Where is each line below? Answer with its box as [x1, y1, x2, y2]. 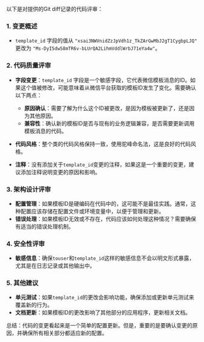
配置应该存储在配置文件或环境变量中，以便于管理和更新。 [20, 208, 165, 215]
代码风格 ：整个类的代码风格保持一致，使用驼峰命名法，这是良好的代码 [15, 140, 191, 147]
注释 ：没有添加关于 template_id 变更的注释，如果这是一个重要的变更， [15, 161, 189, 168]
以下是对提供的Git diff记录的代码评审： [6, 5, 103, 12]
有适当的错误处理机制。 [15, 223, 74, 230]
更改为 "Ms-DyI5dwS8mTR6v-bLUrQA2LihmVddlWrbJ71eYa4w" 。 [15, 44, 161, 52]
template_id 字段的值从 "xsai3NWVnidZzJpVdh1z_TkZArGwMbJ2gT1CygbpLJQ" [15, 37, 197, 44]
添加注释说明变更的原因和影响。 [20, 168, 101, 175]
